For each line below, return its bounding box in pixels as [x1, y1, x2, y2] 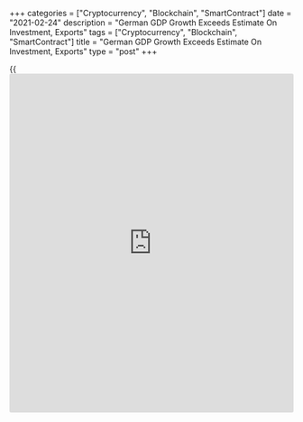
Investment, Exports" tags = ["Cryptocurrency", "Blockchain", [9, 27, 238, 37]
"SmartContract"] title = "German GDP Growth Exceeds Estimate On [9, 36, 262, 47]
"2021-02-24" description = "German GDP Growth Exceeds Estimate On [9, 17, 278, 28]
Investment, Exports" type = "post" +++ [9, 46, 158, 57]
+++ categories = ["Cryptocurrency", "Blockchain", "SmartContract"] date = [9, 8, 292, 18]
